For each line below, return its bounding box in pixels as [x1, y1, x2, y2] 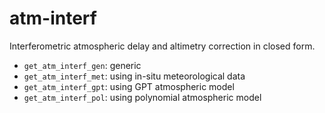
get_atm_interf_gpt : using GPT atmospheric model [23, 80, 235, 92]
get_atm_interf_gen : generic [23, 59, 142, 71]
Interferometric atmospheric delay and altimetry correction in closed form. [9, 40, 316, 52]
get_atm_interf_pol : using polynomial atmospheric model [23, 91, 262, 103]
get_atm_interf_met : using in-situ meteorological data [23, 70, 246, 82]
